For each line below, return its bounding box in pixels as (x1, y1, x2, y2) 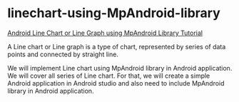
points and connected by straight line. (7, 50, 119, 58)
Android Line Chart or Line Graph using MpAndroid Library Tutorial (7, 29, 203, 37)
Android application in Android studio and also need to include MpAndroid (7, 78, 225, 87)
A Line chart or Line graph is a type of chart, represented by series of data (7, 42, 226, 51)
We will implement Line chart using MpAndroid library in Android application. (7, 63, 233, 72)
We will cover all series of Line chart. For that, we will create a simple (7, 71, 210, 80)
